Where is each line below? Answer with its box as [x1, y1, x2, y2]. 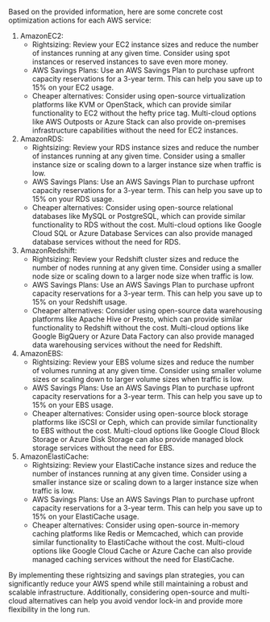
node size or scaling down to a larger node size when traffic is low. [31, 271, 254, 281]
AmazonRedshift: [19, 246, 77, 255]
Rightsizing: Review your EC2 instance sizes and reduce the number [31, 40, 260, 49]
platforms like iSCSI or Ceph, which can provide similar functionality [31, 418, 258, 427]
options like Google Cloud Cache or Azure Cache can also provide [31, 546, 252, 556]
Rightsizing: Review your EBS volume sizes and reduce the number [31, 357, 255, 367]
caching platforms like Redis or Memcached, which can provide [31, 529, 243, 538]
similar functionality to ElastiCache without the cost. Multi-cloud [31, 537, 245, 547]
